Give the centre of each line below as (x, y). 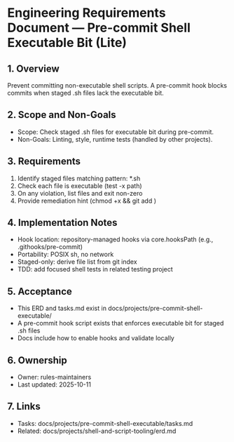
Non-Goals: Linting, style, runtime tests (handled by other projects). (115, 139)
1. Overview (33, 68)
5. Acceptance (40, 292)
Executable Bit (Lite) (67, 43)
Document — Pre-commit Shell (99, 28)
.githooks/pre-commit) (50, 247)
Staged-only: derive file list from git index (77, 262)
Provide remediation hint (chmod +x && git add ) (87, 201)
